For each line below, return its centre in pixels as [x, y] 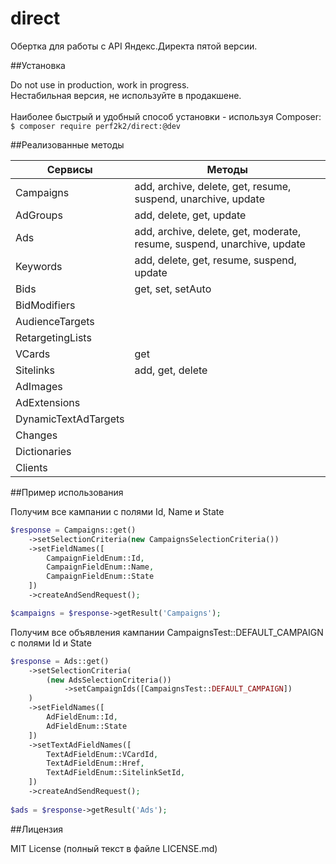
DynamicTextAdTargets [70, 419]
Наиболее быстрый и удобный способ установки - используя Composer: [166, 116]
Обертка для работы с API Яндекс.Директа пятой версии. [134, 46]
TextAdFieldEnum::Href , [95, 763]
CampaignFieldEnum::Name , [100, 567]
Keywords [39, 266]
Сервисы [69, 169]
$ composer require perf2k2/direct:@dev [96, 126]
